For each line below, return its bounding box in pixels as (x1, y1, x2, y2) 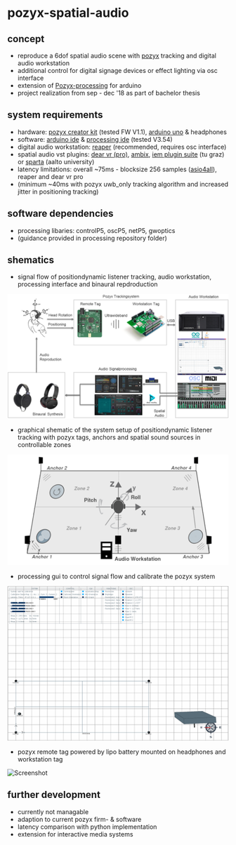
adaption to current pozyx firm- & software (17, 815, 142, 823)
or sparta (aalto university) (17, 157, 95, 166)
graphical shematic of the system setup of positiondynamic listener (17, 426, 213, 434)
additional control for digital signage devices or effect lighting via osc (17, 67, 218, 74)
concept (7, 33, 45, 45)
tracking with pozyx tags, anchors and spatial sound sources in (17, 433, 201, 441)
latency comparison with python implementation (17, 823, 157, 831)
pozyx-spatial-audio (7, 5, 129, 21)
